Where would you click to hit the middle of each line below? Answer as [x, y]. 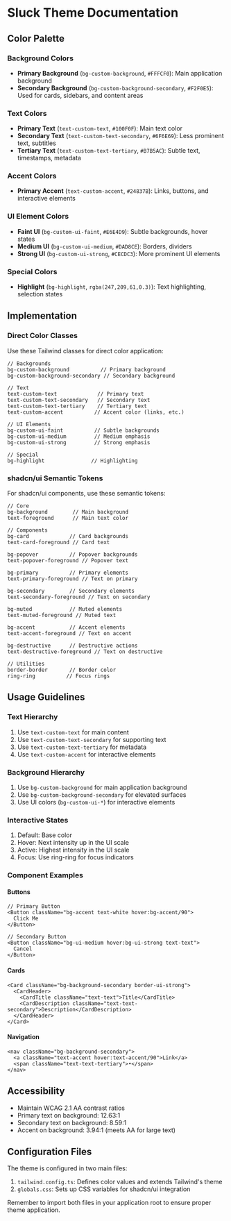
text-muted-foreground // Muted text [62, 616]
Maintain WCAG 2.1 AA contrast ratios [71, 1108]
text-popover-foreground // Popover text [68, 561]
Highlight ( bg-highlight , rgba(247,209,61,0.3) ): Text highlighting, [112, 287]
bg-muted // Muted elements [65, 609]
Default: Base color [45, 835]
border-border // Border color [62, 670]
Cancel [23, 949]
